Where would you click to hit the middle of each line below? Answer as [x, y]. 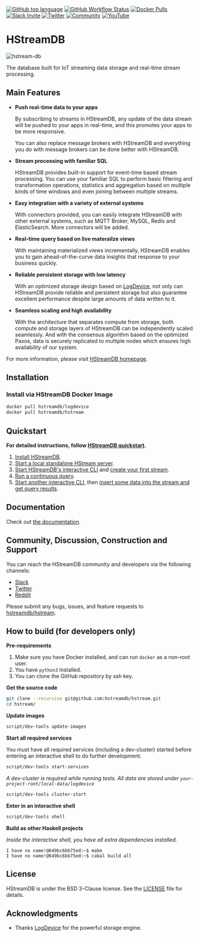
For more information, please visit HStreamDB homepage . [77, 358]
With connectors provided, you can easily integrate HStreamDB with [99, 214]
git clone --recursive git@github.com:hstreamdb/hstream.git [84, 699]
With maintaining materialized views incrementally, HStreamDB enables [102, 250]
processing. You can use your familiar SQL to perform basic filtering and [103, 178]
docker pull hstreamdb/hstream [45, 412]
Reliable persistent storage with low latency [70, 274]
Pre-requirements [29, 646]
